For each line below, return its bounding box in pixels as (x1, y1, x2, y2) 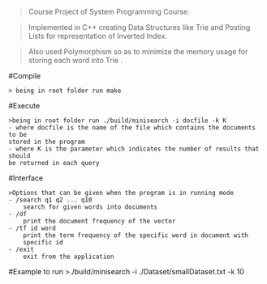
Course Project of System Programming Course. (28, 7, 191, 16)
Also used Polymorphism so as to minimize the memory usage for (28, 47, 248, 56)
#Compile (8, 71, 41, 80)
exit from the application (23, 252, 114, 261)
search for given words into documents (23, 203, 158, 211)
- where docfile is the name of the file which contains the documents (8, 124, 256, 132)
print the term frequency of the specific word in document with (23, 231, 249, 239)
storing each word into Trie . (28, 56, 123, 65)
